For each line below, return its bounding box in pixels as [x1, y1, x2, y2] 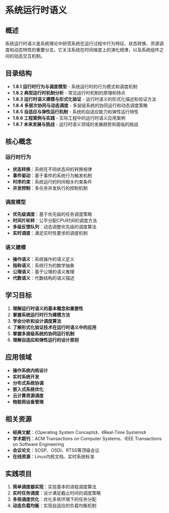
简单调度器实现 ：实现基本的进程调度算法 [12, 484, 97, 490]
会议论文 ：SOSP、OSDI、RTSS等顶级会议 [12, 447, 100, 453]
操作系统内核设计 [12, 367, 48, 373]
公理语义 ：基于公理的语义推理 [12, 269, 74, 275]
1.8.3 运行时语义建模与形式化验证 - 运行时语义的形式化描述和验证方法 [12, 96, 156, 102]
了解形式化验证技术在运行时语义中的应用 [12, 324, 97, 330]
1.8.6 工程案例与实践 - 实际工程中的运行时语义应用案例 [12, 115, 126, 121]
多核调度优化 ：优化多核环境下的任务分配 [12, 496, 97, 502]
